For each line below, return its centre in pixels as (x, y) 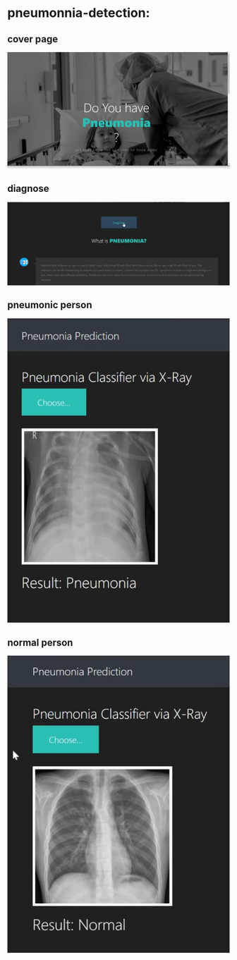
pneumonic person (50, 305)
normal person (40, 642)
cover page (33, 39)
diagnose (28, 189)
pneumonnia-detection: (79, 13)
